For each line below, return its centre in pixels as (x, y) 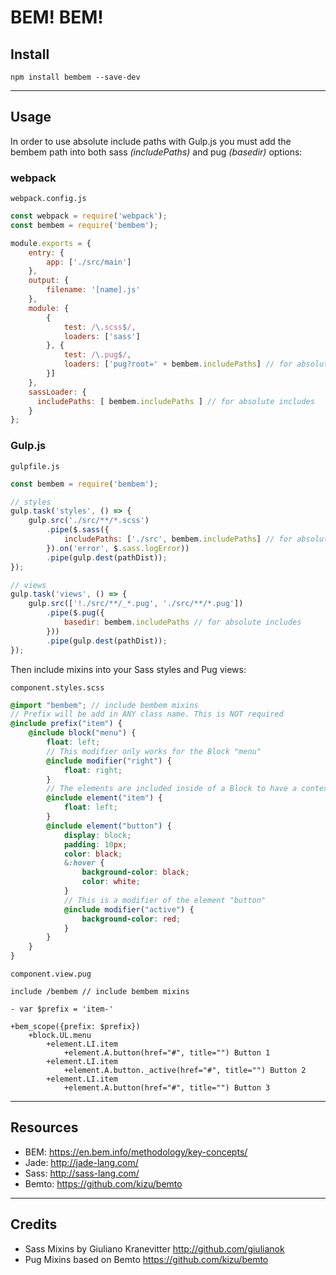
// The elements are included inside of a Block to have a (172, 789)
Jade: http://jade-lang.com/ (81, 1162)
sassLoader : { (57, 392)
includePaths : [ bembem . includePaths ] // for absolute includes (175, 401)
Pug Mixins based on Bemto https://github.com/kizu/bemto (146, 1259)
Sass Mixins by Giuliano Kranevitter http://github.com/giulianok (154, 1248)
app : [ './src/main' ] (89, 262)
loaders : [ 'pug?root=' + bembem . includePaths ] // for (178, 364)
